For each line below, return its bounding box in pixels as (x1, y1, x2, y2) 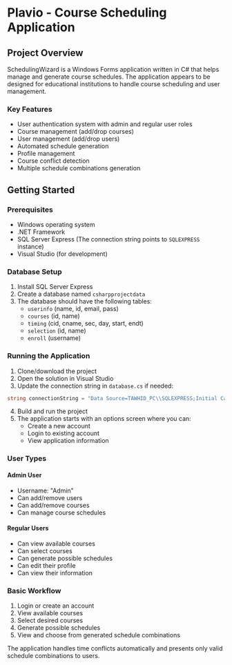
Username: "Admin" (17, 486, 74, 495)
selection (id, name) (27, 326, 86, 335)
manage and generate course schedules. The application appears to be (7, 72, 211, 81)
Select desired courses (17, 616, 84, 625)
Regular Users (7, 524, 49, 533)
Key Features (7, 104, 53, 114)
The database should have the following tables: (17, 297, 152, 306)
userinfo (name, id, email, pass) (27, 305, 119, 313)
